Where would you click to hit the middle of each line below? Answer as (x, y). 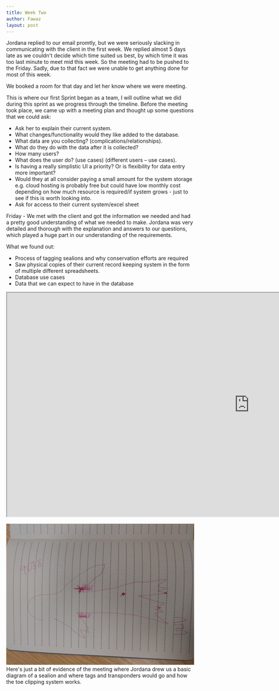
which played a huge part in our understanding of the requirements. (89, 235)
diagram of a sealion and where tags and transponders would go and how (97, 675)
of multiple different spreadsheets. (57, 271)
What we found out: (30, 247)
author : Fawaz (24, 19)
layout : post (22, 25)
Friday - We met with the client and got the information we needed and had (98, 216)
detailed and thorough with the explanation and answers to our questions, (97, 229)
